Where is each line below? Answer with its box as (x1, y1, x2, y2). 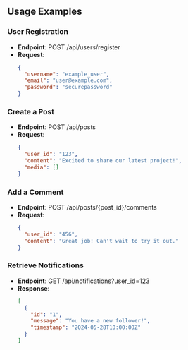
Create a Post (7, 107, 55, 116)
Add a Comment (7, 187, 64, 197)
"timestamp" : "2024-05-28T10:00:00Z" (30, 324, 142, 331)
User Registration (7, 27, 69, 37)
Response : (17, 284, 50, 292)
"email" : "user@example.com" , (24, 77, 113, 84)
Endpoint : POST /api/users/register (17, 42, 121, 52)
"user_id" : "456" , (24, 231, 78, 238)
